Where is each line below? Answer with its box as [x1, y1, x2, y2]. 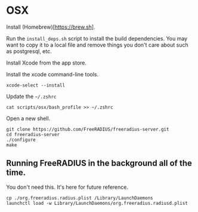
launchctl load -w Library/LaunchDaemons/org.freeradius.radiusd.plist [6, 200, 188, 206]
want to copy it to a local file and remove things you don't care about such [6, 41, 189, 48]
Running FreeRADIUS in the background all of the [6, 158, 192, 168]
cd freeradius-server [6, 131, 60, 137]
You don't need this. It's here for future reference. [6, 183, 128, 191]
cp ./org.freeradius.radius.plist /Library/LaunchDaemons [6, 195, 153, 201]
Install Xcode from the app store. [6, 59, 87, 66]
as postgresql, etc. [6, 47, 52, 54]
